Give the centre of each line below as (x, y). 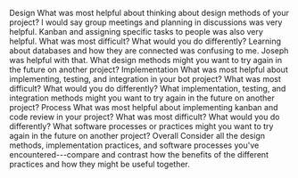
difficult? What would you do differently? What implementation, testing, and (148, 89)
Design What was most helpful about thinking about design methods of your (149, 13)
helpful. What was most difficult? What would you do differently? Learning (145, 41)
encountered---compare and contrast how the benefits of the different (139, 154)
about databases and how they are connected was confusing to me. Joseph (149, 51)
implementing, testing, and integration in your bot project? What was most (145, 79)
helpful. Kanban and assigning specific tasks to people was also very (136, 32)
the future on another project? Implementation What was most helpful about (149, 69)
